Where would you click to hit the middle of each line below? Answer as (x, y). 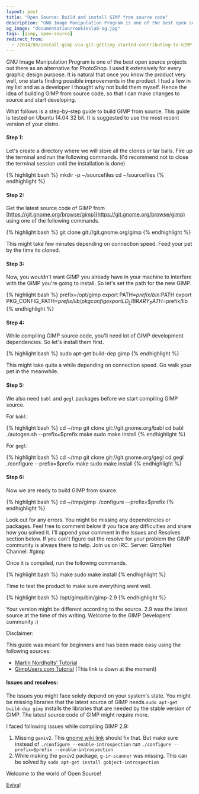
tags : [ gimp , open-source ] (39, 34)
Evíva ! (14, 785)
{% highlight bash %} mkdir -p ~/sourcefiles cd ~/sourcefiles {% (85, 175)
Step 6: (15, 477)
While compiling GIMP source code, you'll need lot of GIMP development (95, 336)
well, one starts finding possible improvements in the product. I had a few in (99, 80)
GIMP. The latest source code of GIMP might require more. (78, 715)
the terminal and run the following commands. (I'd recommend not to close (97, 157)
